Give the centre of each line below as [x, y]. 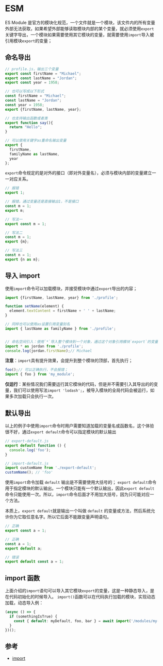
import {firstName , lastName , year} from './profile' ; [62, 298]
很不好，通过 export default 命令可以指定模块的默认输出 [61, 432]
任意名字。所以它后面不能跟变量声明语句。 [69, 517]
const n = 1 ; [18, 255]
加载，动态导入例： [24, 603]
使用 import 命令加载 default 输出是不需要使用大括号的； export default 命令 [81, 482]
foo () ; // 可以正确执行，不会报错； [37, 370]
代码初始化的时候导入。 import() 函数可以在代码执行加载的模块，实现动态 [82, 597]
